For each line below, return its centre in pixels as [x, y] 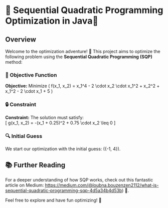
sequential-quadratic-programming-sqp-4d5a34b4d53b [64, 190]
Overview [21, 39]
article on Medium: [25, 185]
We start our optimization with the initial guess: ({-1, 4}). [63, 149]
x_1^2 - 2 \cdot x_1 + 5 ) [29, 91]
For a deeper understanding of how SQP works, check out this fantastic [79, 179]
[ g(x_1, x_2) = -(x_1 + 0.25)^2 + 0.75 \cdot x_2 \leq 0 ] [60, 123]
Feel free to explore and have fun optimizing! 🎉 [53, 200]
